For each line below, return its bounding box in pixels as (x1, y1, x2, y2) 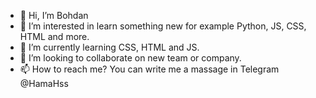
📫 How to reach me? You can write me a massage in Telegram (19, 63, 280, 75)
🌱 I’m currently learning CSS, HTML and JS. (19, 41, 200, 53)
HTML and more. (19, 31, 90, 42)
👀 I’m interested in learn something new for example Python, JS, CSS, (19, 20, 307, 32)
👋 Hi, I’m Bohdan (19, 10, 89, 21)
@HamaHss (19, 78, 69, 89)
